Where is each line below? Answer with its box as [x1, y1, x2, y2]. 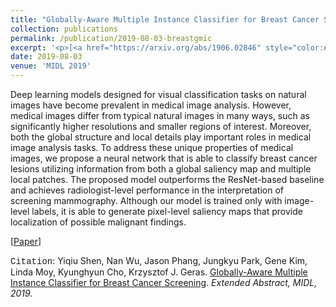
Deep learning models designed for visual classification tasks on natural [10, 89, 307, 100]
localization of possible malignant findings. [10, 216, 187, 228]
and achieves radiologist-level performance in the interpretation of [10, 184, 285, 196]
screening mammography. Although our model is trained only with [10, 195, 283, 206]
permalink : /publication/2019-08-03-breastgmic [10, 33, 213, 43]
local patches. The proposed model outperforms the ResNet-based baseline [10, 174, 325, 185]
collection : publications [10, 24, 118, 34]
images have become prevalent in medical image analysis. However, [10, 99, 292, 111]
